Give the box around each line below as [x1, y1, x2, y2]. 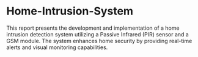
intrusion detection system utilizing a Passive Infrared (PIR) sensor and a [6, 30, 189, 38]
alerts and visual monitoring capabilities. [6, 44, 108, 51]
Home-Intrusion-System [6, 4, 133, 18]
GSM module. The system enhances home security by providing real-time [6, 37, 193, 44]
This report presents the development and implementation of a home [6, 24, 180, 32]
